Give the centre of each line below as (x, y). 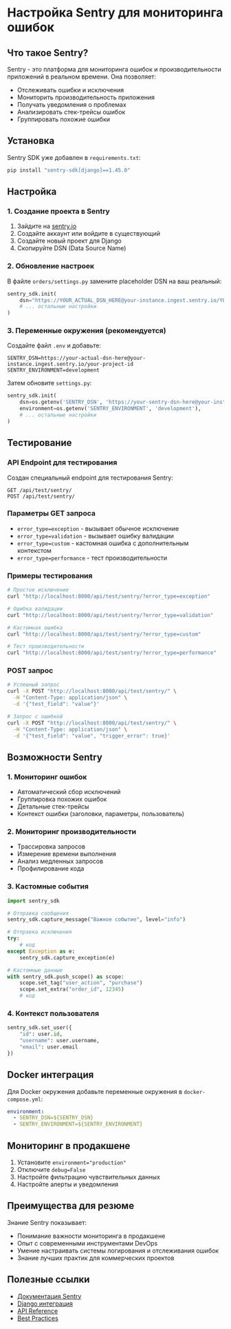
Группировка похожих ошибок (62, 799)
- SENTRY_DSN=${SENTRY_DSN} (54, 1118)
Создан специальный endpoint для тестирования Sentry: (90, 478)
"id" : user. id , (41, 1034)
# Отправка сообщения (38, 913)
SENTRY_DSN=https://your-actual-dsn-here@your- (77, 358)
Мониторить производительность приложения (86, 97)
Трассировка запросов (51, 846)
